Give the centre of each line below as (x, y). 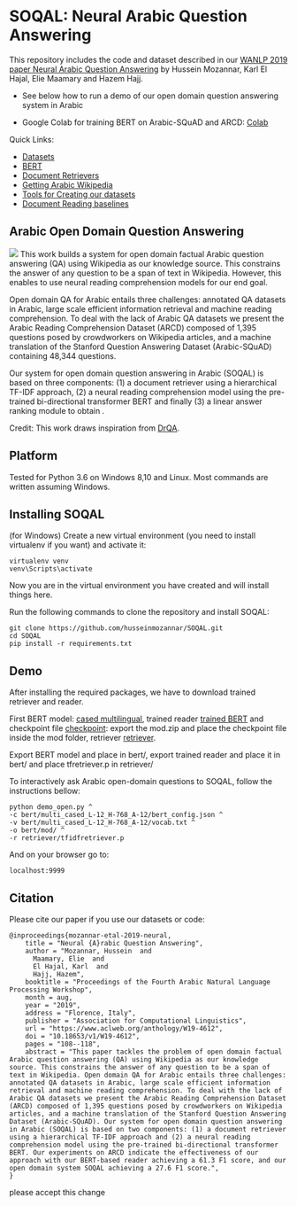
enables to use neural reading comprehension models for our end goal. (138, 282)
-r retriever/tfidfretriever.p (67, 838)
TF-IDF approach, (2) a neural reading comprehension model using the (138, 392)
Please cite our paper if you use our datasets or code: (107, 919)
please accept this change (57, 1192)
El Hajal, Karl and (70, 967)
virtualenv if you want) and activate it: (78, 545)
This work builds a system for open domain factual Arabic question (142, 253)
